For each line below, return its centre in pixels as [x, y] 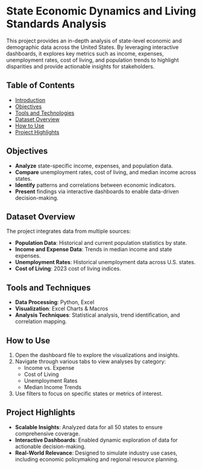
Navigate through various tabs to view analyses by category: [90, 361]
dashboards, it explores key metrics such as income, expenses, [85, 53]
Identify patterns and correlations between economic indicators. [95, 185]
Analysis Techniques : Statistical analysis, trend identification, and [97, 315]
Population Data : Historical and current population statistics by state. [101, 243]
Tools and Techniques [49, 287]
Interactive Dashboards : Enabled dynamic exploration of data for [96, 440]
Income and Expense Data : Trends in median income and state [93, 250]
